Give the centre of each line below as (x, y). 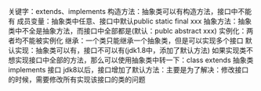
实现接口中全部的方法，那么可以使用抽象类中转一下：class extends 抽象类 (134, 60)
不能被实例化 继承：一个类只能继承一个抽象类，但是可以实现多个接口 (132, 40)
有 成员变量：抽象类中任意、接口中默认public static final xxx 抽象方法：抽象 (130, 21)
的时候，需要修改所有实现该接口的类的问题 (77, 79)
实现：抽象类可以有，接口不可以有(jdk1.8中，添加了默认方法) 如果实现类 (130, 50)
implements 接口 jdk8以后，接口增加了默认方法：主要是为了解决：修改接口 (129, 70)
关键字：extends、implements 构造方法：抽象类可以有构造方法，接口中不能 (130, 11)
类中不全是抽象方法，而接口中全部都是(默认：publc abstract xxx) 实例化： (127, 31)
